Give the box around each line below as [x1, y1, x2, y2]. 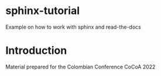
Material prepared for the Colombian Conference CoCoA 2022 [5, 63, 156, 70]
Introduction [5, 44, 67, 57]
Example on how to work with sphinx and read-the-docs [5, 23, 141, 30]
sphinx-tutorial [5, 4, 80, 18]
